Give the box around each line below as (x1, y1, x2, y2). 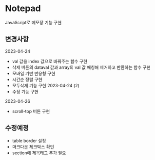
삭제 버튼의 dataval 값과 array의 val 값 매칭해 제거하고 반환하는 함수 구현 (12, 64, 151, 70)
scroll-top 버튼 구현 (12, 108, 50, 114)
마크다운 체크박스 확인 (12, 144, 55, 149)
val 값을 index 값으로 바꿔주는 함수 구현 (12, 58, 88, 64)
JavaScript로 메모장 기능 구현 (5, 19, 62, 25)
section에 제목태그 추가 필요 (12, 150, 66, 156)
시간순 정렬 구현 (12, 76, 42, 82)
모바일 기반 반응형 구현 (12, 70, 56, 76)
